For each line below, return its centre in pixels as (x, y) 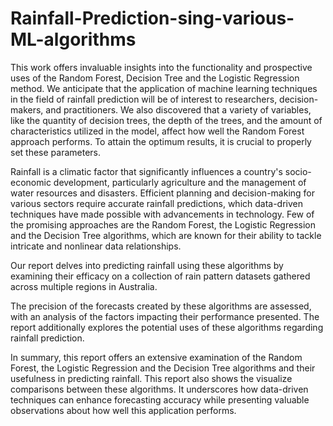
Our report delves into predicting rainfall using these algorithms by (147, 265)
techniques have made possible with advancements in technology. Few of (162, 214)
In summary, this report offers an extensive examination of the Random (156, 357)
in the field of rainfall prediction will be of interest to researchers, (144, 99)
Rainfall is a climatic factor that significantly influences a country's (146, 171)
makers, (27, 109)
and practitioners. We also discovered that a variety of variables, (178, 109)
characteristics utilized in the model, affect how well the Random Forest (157, 131)
